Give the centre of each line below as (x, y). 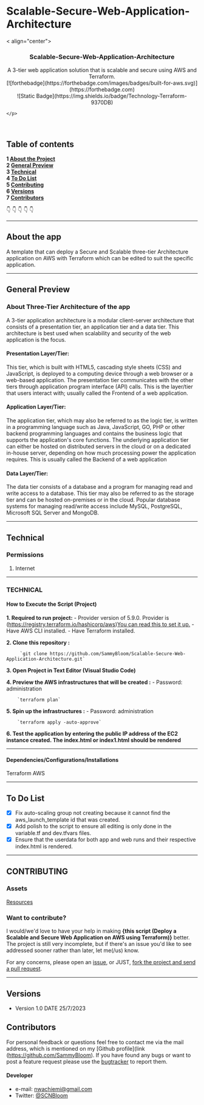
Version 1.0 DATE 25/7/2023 (50, 1008)
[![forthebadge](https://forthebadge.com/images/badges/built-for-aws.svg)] (102, 83)
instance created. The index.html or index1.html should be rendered (93, 740)
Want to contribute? (36, 917)
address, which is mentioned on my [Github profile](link (76, 1048)
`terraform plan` (39, 700)
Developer (20, 1075)
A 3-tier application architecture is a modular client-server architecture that (100, 320)
